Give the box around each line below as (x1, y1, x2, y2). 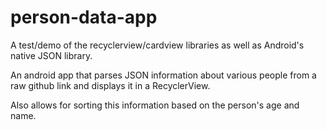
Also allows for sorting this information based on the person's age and (10, 99, 300, 111)
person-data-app (10, 6, 158, 29)
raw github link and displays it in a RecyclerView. (10, 79, 211, 91)
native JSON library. (10, 49, 93, 61)
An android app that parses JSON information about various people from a (10, 69, 317, 81)
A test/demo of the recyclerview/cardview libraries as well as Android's (10, 39, 305, 51)
